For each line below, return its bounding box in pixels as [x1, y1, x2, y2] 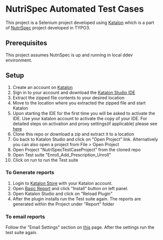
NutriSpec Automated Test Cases [5, 3, 144, 15]
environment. [5, 57, 32, 63]
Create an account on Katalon [12, 84, 73, 90]
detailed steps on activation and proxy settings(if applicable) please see [12, 121, 158, 127]
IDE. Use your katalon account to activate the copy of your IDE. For [12, 115, 147, 121]
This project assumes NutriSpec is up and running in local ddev [5, 52, 133, 58]
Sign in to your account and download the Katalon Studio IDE [12, 89, 136, 95]
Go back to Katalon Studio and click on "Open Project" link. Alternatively [12, 136, 158, 142]
